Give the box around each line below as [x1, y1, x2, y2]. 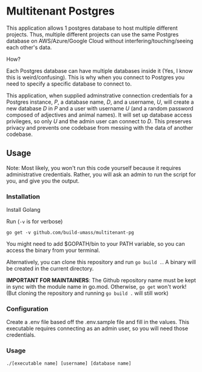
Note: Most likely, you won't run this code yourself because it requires [6, 164, 181, 171]
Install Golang [6, 206, 41, 214]
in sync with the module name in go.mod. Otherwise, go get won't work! [6, 283, 187, 291]
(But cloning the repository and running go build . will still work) [6, 289, 169, 297]
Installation [6, 192, 41, 201]
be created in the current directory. [6, 265, 94, 272]
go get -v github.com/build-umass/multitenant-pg [6, 229, 135, 236]
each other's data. [6, 44, 52, 51]
